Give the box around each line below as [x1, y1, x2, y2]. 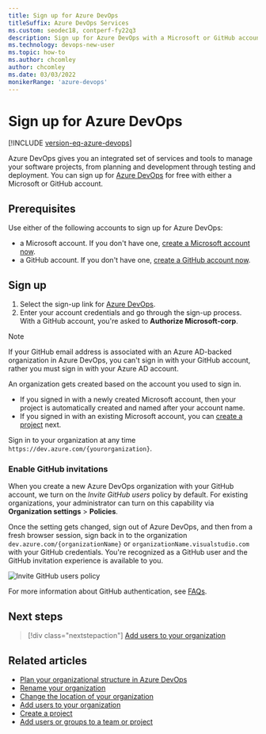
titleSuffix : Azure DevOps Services [8, 19, 129, 27]
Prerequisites [8, 202, 76, 215]
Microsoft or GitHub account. [8, 179, 104, 189]
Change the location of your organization [19, 691, 154, 701]
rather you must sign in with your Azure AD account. [8, 364, 180, 374]
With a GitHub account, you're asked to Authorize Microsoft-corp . [19, 317, 239, 326]
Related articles [8, 654, 87, 667]
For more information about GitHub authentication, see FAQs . [8, 586, 207, 596]
